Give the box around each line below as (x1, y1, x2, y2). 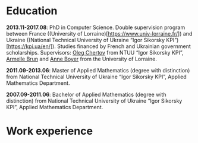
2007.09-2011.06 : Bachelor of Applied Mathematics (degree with (6, 91, 166, 98)
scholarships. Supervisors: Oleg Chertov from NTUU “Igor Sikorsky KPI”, (6, 49, 184, 56)
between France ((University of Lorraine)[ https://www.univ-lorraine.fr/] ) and (6, 30, 193, 37)
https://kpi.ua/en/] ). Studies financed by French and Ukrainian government (8, 43, 191, 50)
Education (6, 4, 58, 18)
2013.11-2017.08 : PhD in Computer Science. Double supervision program (6, 24, 186, 31)
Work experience (6, 125, 93, 138)
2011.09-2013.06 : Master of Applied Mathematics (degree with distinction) (6, 66, 190, 74)
